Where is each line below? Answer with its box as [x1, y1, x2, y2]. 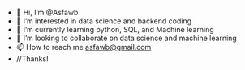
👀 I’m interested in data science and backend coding [15, 16, 192, 26]
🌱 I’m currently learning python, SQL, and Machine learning [15, 25, 215, 34]
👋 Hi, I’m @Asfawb [15, 8, 79, 17]
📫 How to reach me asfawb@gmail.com [15, 43, 152, 51]
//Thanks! [15, 54, 49, 64]
